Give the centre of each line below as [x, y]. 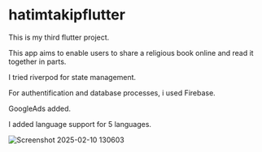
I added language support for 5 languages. [80, 124]
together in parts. [37, 61]
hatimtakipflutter [67, 15]
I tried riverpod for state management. [72, 77]
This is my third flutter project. [59, 37]
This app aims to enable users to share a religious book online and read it [131, 53]
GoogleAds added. [40, 108]
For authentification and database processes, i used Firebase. [112, 93]
